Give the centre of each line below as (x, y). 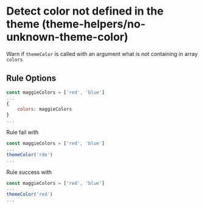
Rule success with (29, 172)
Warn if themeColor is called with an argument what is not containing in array (102, 54)
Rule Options (31, 78)
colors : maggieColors (44, 109)
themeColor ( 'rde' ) (30, 154)
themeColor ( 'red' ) (30, 195)
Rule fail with (23, 132)
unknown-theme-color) (67, 37)
